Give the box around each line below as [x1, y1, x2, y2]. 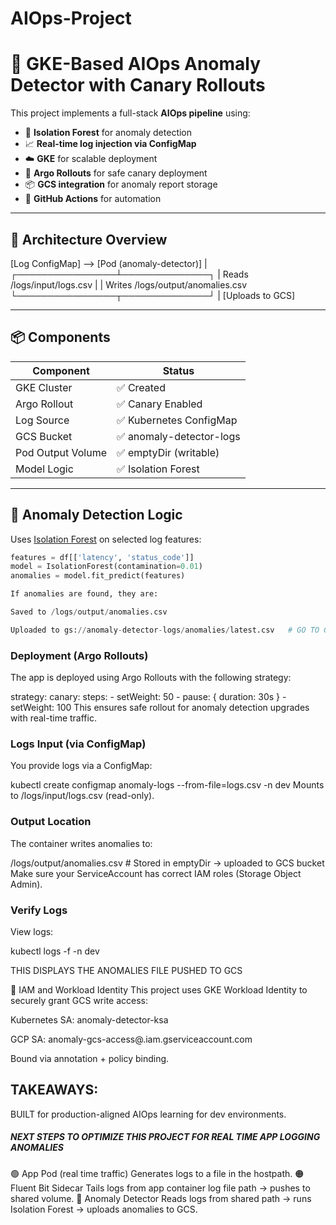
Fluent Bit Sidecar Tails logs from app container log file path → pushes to [10, 1182, 311, 1194]
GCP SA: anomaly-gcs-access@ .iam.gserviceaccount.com [10, 1033, 253, 1045]
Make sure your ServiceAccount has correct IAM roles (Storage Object [10, 867, 302, 879]
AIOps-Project [10, 7, 132, 30]
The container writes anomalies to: [10, 837, 153, 849]
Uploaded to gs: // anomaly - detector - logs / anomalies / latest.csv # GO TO [10, 625, 320, 635]
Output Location [10, 815, 92, 829]
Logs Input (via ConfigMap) [10, 737, 147, 751]
